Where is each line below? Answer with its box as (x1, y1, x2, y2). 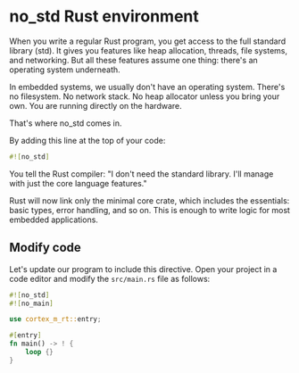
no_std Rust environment (9, 6, 199, 27)
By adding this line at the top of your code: (9, 135, 166, 145)
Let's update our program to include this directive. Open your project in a (9, 263, 278, 274)
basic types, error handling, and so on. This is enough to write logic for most (9, 204, 290, 215)
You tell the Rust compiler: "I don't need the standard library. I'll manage (9, 168, 274, 179)
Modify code (9, 240, 82, 255)
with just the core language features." (9, 178, 147, 188)
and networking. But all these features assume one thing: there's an (9, 54, 259, 65)
